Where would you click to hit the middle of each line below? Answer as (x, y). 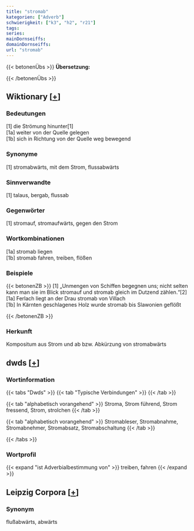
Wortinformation (30, 379)
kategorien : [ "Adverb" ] (35, 17)
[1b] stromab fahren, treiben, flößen (49, 258)
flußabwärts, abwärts (32, 522)
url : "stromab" (25, 50)
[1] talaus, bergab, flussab (38, 195)
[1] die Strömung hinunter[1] (40, 126)
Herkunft (19, 331)
